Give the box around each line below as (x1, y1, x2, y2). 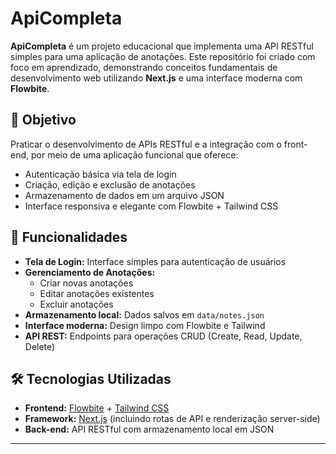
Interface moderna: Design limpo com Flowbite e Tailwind (24, 319, 266, 331)
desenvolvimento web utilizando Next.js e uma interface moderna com (10, 72, 303, 84)
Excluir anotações (39, 298, 114, 310)
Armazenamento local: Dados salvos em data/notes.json (24, 308, 265, 321)
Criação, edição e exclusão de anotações (24, 178, 196, 191)
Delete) (24, 340, 56, 352)
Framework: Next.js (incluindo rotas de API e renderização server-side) (24, 413, 321, 425)
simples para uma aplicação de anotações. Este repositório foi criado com (10, 50, 316, 62)
